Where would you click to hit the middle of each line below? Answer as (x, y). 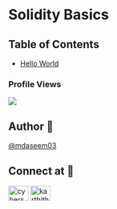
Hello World (39, 63)
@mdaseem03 (32, 146)
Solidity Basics (59, 15)
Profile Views (35, 84)
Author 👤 (31, 126)
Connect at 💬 (41, 171)
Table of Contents (54, 44)
